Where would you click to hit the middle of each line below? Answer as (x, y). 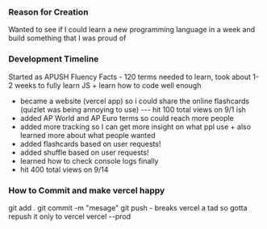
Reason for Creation (48, 12)
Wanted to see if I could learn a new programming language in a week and (132, 30)
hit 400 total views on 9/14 (64, 169)
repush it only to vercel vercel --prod (70, 216)
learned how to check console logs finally (89, 160)
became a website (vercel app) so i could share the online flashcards (135, 101)
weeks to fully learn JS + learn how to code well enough (108, 85)
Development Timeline (54, 59)
